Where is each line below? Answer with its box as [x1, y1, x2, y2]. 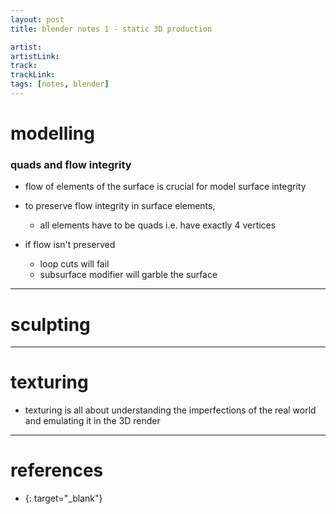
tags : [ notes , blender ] [10, 79, 110, 90]
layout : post [10, 14, 65, 25]
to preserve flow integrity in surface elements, [24, 200, 216, 212]
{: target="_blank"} [24, 492, 103, 505]
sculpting [10, 313, 91, 336]
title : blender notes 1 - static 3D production [10, 24, 213, 34]
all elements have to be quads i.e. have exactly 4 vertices [39, 219, 277, 231]
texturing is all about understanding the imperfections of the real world [24, 404, 317, 416]
